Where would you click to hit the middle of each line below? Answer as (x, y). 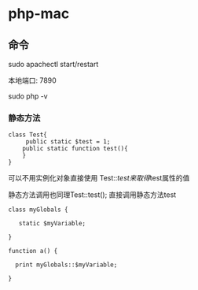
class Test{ (27, 135)
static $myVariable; (52, 224)
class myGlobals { (38, 210)
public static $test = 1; (68, 142)
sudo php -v (28, 96)
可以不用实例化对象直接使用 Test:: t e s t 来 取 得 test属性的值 (99, 178)
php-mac (39, 14)
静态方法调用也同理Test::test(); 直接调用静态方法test (92, 195)
